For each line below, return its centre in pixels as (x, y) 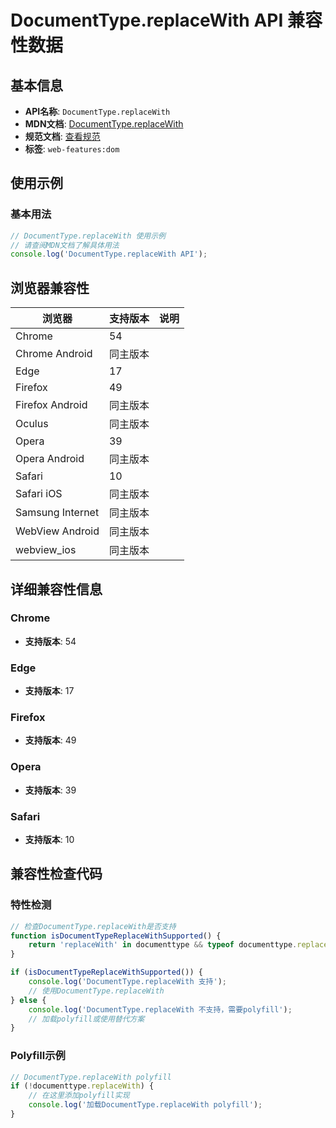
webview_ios (46, 550)
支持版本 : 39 (50, 790)
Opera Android (50, 459)
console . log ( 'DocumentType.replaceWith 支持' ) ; (128, 982)
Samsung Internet (57, 513)
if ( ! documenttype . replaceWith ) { (82, 1086)
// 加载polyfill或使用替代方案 (86, 1019)
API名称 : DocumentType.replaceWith (97, 111)
